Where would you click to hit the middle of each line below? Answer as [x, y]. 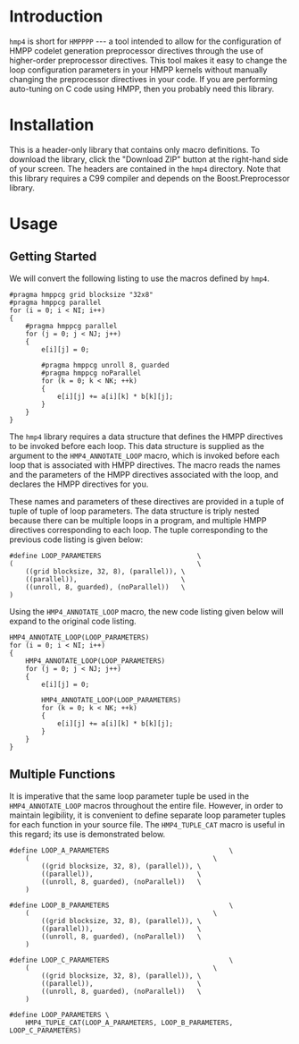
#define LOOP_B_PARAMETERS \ [121, 905]
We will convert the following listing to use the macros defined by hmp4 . [140, 278]
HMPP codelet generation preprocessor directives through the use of [137, 50]
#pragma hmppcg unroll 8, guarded [105, 365]
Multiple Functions [62, 774]
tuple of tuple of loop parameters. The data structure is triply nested [134, 511]
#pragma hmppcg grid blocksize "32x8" [81, 294]
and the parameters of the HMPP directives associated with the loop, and [144, 474]
